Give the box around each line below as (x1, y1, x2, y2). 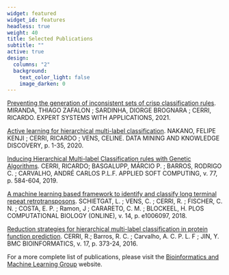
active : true (7, 49, 44, 56)
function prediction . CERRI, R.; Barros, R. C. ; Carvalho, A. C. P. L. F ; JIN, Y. (7, 232, 220, 241)
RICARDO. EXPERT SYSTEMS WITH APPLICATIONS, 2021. (7, 114, 171, 122)
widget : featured (7, 10, 57, 17)
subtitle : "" (7, 42, 44, 49)
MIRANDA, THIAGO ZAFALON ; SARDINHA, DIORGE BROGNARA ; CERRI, (7, 106, 212, 115)
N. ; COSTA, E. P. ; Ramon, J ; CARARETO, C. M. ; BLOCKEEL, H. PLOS (7, 204, 204, 213)
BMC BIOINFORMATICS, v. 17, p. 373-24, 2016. (7, 239, 138, 248)
